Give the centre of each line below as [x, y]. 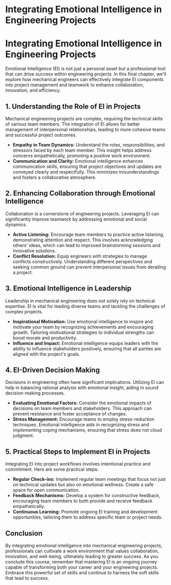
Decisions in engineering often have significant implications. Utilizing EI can [85, 382]
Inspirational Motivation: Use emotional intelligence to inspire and [83, 321]
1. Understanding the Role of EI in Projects [73, 106]
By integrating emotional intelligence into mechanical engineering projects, [84, 545]
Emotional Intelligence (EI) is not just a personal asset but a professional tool [86, 69]
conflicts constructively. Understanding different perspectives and [82, 261]
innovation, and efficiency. [33, 90]
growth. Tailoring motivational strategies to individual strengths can [83, 332]
